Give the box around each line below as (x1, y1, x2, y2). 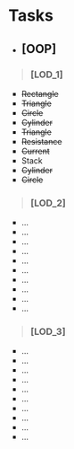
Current (21, 145, 50, 156)
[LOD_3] (29, 325, 66, 338)
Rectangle (21, 88, 59, 99)
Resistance (21, 136, 62, 146)
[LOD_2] (29, 197, 66, 209)
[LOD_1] (29, 68, 63, 81)
